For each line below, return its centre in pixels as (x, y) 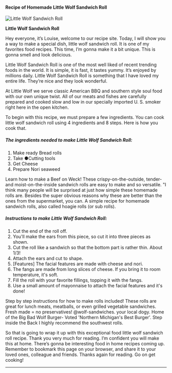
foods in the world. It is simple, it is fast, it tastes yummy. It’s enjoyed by (81, 70)
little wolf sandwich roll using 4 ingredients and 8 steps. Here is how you (82, 123)
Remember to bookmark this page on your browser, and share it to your (81, 349)
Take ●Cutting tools (34, 159)
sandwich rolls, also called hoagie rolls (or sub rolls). (61, 207)
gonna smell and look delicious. (39, 55)
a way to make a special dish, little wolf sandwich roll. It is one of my (77, 44)
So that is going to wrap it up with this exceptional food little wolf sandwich (84, 333)
